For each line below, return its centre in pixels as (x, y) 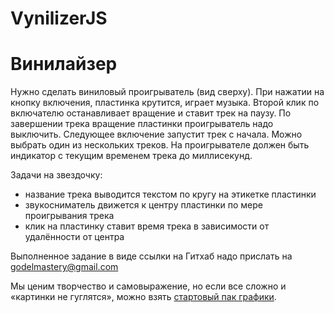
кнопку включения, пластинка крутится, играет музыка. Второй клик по (165, 103)
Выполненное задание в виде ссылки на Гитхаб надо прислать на (151, 256)
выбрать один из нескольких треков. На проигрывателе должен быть (160, 145)
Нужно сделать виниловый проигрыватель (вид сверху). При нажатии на (167, 92)
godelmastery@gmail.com (64, 267)
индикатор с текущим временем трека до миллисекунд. (131, 156)
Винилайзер (64, 64)
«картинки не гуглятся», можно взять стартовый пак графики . (143, 297)
